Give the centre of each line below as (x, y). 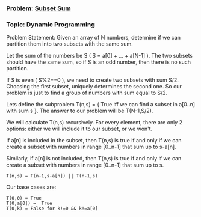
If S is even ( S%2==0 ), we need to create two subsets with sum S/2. (92, 80)
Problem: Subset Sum (39, 8)
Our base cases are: (31, 187)
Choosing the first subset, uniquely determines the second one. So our (94, 87)
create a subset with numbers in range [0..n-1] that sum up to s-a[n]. (91, 147)
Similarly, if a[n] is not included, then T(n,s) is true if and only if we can (94, 159)
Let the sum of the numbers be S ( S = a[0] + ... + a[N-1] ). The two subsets (100, 56)
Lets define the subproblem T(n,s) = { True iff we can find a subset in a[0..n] (101, 105)
